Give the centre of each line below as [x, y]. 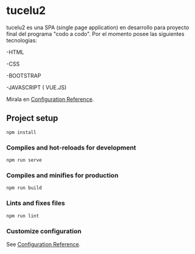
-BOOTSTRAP [24, 75]
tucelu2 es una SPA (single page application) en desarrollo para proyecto [98, 27]
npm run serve [24, 160]
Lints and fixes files [36, 203]
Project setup [32, 118]
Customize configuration [44, 231]
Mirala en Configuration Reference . [50, 99]
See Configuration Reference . [43, 244]
